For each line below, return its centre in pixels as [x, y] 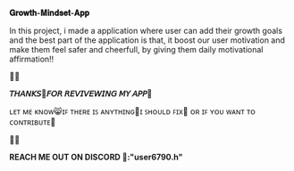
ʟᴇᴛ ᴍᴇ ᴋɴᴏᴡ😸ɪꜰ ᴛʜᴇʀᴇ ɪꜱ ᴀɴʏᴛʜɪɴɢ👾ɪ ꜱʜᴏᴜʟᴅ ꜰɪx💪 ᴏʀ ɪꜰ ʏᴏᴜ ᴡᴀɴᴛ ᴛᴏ [133, 111]
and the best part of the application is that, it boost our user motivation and [147, 40]
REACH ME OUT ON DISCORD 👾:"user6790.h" [96, 157]
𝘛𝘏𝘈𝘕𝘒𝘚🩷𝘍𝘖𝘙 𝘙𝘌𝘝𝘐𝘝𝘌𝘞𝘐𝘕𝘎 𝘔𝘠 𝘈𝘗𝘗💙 [81, 94]
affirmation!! [32, 59]
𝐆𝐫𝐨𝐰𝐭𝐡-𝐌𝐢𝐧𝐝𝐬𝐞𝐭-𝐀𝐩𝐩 [50, 13]
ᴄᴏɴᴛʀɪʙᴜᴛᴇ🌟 [33, 122]
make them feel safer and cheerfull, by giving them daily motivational [136, 49]
